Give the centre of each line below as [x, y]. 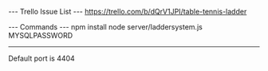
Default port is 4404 [42, 58]
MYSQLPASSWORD [41, 35]
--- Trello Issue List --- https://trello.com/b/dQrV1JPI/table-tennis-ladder [128, 12]
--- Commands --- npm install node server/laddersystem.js [106, 27]
